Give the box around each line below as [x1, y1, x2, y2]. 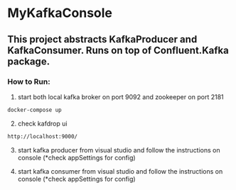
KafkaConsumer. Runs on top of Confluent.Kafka [7, 44, 229, 56]
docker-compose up [7, 106, 62, 113]
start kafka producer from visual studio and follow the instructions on [17, 145, 220, 154]
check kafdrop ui [17, 119, 68, 128]
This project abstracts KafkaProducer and [7, 33, 198, 45]
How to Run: [7, 77, 51, 86]
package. [7, 55, 50, 67]
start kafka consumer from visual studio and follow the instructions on [17, 167, 223, 175]
